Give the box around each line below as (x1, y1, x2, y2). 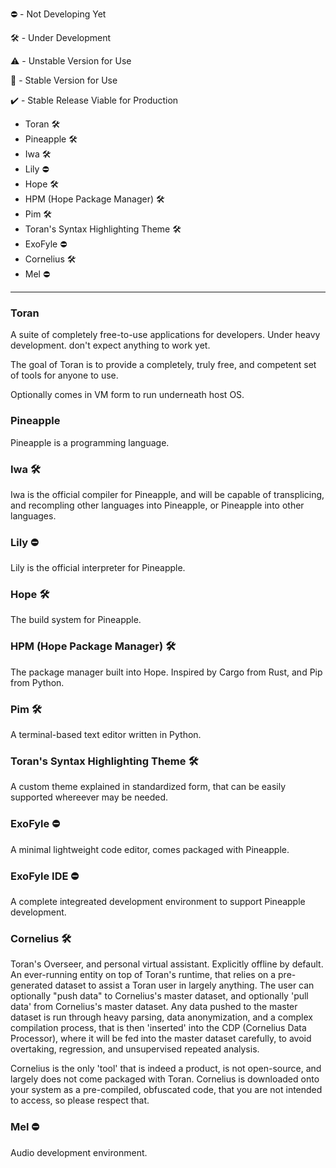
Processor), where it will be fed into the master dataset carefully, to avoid (10, 1033, 312, 1045)
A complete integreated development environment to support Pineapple (10, 895, 306, 907)
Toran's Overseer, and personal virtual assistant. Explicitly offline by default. (10, 958, 324, 970)
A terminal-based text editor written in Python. (10, 729, 202, 741)
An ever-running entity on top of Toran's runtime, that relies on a (10, 969, 277, 981)
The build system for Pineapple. (10, 614, 142, 626)
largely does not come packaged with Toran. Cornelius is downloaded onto (10, 1073, 320, 1085)
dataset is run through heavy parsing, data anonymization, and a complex (10, 1011, 313, 1023)
